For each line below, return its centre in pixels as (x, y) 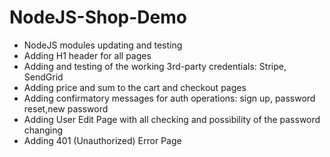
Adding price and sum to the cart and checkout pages (135, 87)
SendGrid (43, 77)
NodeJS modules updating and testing (103, 45)
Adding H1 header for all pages (87, 55)
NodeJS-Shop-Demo (98, 17)
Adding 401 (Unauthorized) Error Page (102, 140)
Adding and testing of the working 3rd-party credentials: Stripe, (155, 66)
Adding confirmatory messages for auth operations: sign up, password (169, 98)
